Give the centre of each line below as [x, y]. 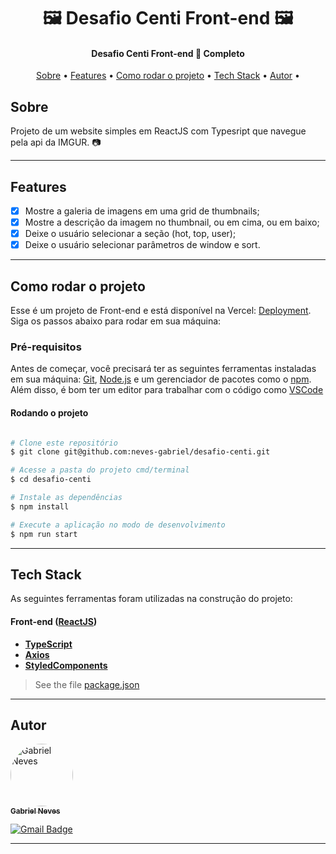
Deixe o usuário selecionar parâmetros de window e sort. [142, 245]
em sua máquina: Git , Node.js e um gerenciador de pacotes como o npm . [161, 379]
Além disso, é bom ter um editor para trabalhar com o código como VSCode [167, 390]
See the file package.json [87, 684]
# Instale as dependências [66, 498]
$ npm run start [44, 534]
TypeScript [48, 644]
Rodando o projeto [49, 412]
